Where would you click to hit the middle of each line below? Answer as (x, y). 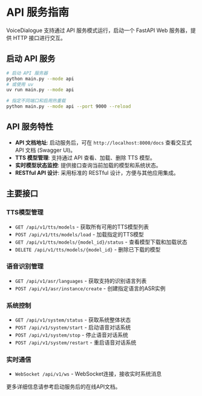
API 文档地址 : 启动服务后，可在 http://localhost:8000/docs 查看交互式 (103, 142)
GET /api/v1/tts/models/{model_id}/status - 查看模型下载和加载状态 (101, 242)
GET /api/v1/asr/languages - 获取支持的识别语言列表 (81, 281)
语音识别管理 (25, 267)
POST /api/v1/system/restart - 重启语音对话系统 (76, 343)
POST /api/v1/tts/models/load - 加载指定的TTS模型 (79, 234)
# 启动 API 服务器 (27, 73)
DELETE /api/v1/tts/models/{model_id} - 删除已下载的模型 (88, 249)
